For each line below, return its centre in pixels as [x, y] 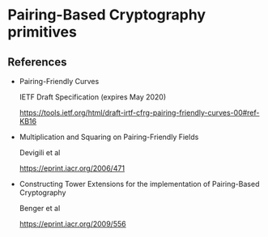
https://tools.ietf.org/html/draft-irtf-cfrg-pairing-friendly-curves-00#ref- [139, 112]
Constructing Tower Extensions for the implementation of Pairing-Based [139, 184]
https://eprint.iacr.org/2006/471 [72, 168]
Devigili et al [40, 152]
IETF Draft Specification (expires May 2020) [93, 97]
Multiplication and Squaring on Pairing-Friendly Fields [109, 137]
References [37, 62]
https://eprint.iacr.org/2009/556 [72, 224]
